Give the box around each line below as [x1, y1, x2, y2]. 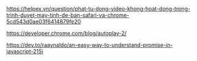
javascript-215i [6, 48, 43, 55]
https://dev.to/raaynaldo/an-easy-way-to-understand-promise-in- [6, 42, 173, 48]
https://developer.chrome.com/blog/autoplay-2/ [6, 30, 127, 37]
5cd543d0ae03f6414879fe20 [6, 18, 81, 25]
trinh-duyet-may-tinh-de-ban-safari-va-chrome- [6, 11, 130, 19]
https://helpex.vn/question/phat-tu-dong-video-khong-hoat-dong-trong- [6, 5, 191, 12]
